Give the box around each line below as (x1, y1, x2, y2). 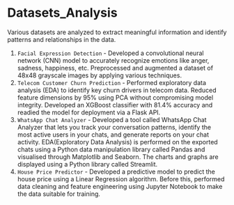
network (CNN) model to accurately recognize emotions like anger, (17, 56, 210, 64)
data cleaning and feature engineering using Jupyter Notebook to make (17, 182, 223, 190)
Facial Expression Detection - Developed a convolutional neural (17, 49, 204, 57)
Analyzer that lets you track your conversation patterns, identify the (17, 123, 211, 131)
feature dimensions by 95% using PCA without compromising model (17, 93, 214, 102)
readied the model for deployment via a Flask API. (17, 108, 161, 116)
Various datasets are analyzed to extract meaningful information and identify (7, 28, 227, 36)
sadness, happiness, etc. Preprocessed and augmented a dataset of (17, 63, 214, 72)
